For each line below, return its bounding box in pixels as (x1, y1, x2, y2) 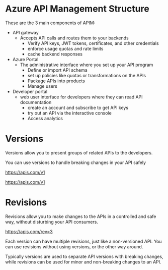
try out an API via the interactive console (27, 110, 112, 116)
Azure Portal (12, 56, 39, 62)
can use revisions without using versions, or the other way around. (5, 243, 143, 250)
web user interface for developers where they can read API (20, 94, 143, 100)
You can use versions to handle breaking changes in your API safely (5, 159, 146, 166)
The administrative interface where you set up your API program (20, 62, 153, 68)
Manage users (27, 83, 58, 89)
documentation (20, 99, 52, 105)
